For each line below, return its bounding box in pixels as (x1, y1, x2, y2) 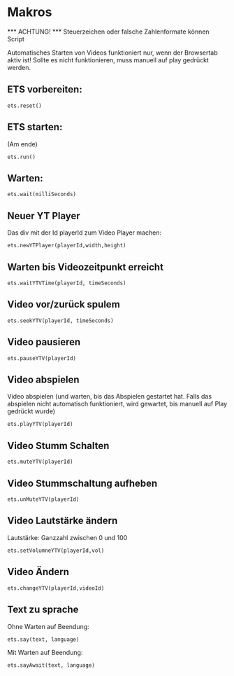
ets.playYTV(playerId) (7, 421, 73, 428)
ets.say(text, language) (7, 635, 80, 643)
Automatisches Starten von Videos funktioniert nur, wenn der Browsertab (7, 48, 218, 57)
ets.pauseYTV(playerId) (7, 354, 77, 361)
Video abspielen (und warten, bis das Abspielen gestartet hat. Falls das (7, 392, 212, 401)
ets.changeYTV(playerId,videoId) (7, 584, 105, 592)
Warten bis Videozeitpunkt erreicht (7, 261, 164, 273)
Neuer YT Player (7, 209, 80, 221)
